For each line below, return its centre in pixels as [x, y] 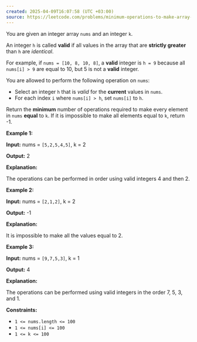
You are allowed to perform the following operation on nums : [78, 80]
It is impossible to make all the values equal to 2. [64, 235]
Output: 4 [18, 269]
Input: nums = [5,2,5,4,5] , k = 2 [46, 144]
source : [16, 17]
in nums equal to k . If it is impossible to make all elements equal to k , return [96, 116]
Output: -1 [19, 212]
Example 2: [20, 190]
